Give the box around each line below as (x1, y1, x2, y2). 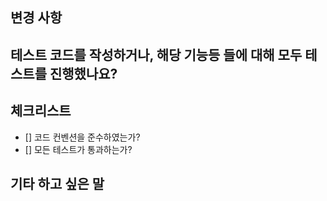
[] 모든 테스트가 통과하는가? (24, 143, 133, 155)
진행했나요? (49, 65, 118, 82)
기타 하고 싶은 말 (10, 175, 105, 192)
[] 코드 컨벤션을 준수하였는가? (24, 131, 141, 143)
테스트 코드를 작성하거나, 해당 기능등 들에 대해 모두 (10, 46, 303, 63)
